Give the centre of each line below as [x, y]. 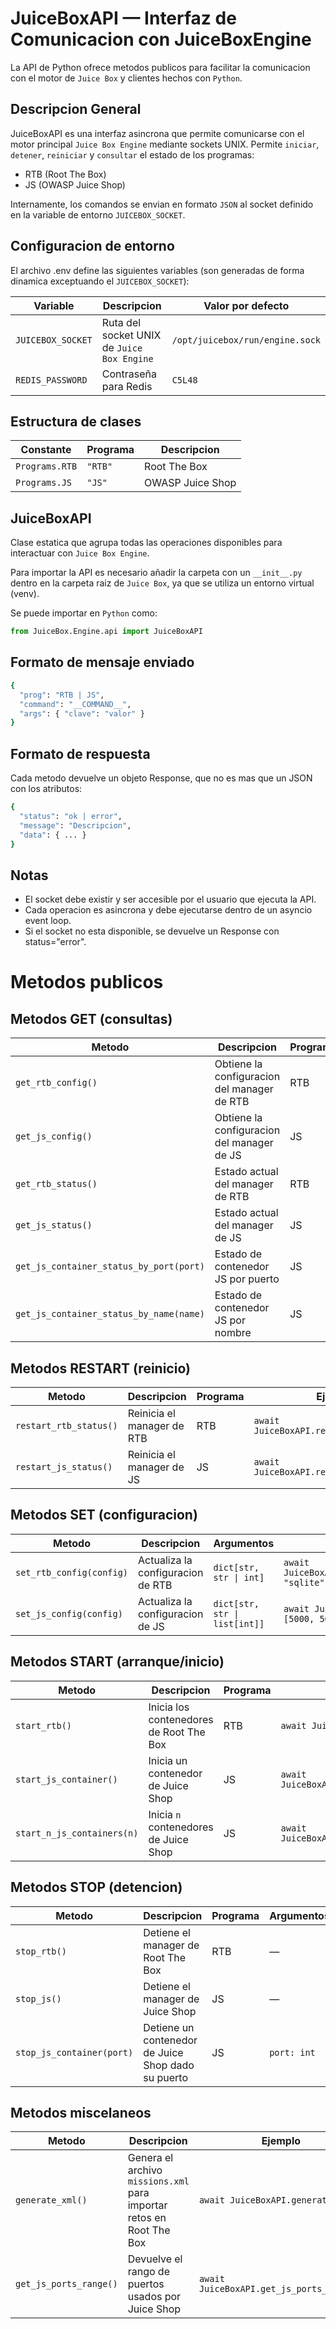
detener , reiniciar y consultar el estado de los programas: [132, 154]
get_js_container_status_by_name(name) [110, 1314]
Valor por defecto [246, 305]
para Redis [127, 386]
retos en [147, 2218]
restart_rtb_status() [66, 1426]
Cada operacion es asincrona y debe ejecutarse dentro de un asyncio [168, 910]
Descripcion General [76, 109]
